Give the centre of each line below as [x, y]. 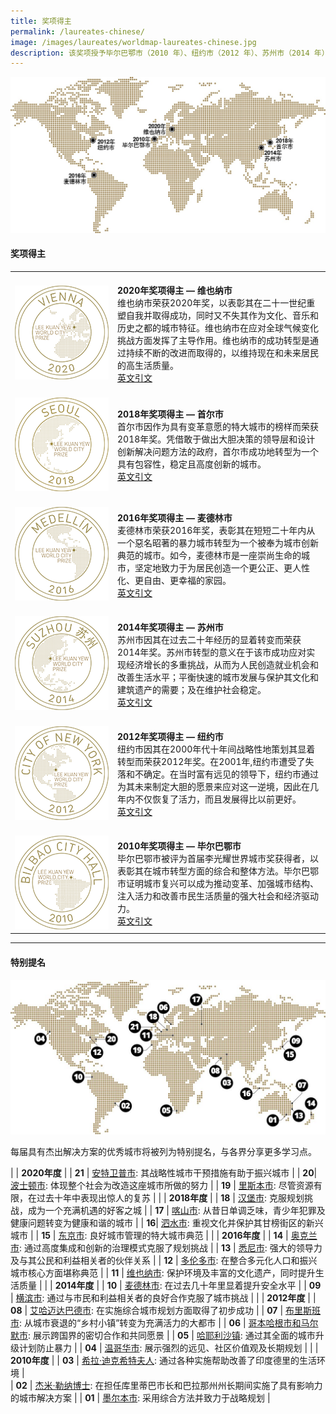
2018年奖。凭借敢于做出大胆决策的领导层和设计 [216, 439]
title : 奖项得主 [41, 21]
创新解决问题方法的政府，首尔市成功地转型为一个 [218, 452]
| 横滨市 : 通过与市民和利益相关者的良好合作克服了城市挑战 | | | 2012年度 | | [163, 1297]
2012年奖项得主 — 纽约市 [170, 737]
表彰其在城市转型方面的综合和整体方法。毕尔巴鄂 [218, 871]
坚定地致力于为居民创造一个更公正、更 [213, 567]
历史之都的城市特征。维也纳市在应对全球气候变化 [218, 327]
